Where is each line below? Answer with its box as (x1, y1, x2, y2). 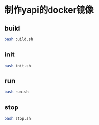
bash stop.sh (4, 116, 31, 121)
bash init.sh (4, 63, 31, 68)
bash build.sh (4, 37, 33, 42)
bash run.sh (4, 89, 29, 95)
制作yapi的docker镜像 (4, 4, 94, 16)
